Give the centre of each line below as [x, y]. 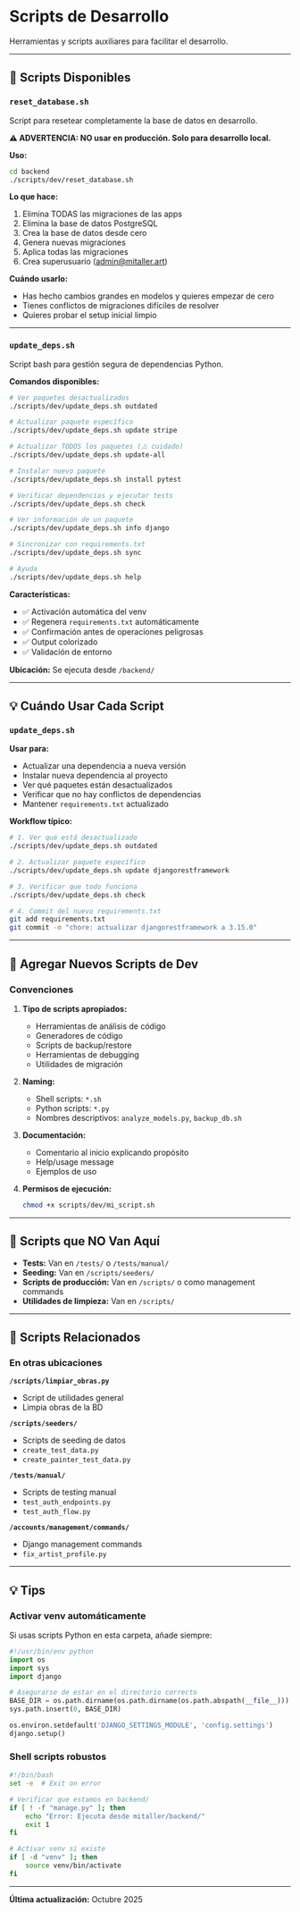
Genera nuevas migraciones [74, 242]
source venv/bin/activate [74, 1866]
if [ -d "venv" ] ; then [54, 1857]
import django [36, 1676]
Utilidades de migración [79, 1064]
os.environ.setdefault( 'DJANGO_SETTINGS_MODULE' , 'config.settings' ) [142, 1726]
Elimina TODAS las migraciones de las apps [102, 214]
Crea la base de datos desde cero [84, 233]
